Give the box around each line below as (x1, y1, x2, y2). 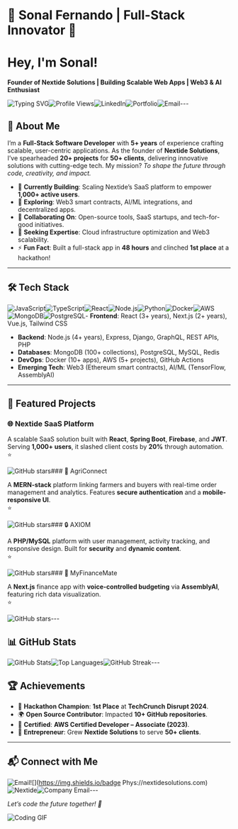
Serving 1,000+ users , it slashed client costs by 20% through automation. (7, 443, 225, 451)
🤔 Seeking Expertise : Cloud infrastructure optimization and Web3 (17, 228, 210, 236)
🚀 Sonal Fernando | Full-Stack (7, 7, 186, 23)
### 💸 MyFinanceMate (50, 569, 118, 577)
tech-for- (193, 213, 220, 221)
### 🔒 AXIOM (50, 521, 91, 529)
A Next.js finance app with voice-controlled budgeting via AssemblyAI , (7, 582, 220, 591)
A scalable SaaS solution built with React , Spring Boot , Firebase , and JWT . (7, 435, 228, 443)
